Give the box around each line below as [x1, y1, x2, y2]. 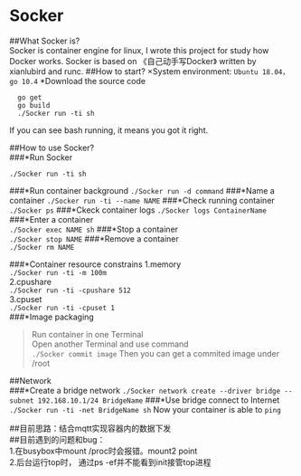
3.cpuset [9, 293, 42, 304]
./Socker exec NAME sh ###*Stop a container [9, 224, 179, 234]
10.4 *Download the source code [21, 75, 146, 86]
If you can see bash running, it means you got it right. [9, 124, 209, 136]
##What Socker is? [9, 35, 80, 46]
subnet [9, 395, 34, 405]
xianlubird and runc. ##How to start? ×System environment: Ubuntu [9, 65, 259, 77]
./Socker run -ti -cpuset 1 [9, 303, 116, 312]
